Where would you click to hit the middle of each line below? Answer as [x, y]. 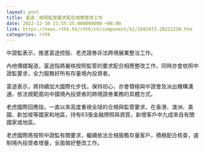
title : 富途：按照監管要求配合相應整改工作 [55, 18]
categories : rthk [28, 35]
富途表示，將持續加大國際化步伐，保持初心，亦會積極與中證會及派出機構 [97, 87]
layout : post [23, 12]
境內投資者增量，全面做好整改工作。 [57, 143]
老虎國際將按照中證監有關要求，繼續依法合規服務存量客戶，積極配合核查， [100, 136]
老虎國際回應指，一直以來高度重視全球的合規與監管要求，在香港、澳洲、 [97, 107]
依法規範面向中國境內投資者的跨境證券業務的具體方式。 [86, 94]
